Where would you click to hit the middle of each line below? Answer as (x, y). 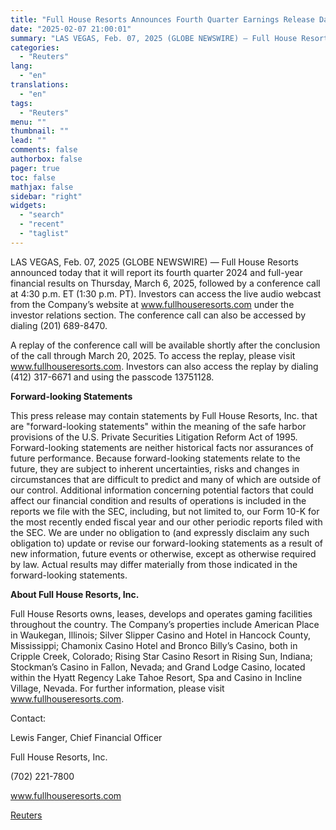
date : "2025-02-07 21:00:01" (71, 29)
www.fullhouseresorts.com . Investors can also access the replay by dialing (164, 366)
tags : (21, 103)
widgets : (28, 206)
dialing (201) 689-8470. (59, 325)
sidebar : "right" (46, 196)
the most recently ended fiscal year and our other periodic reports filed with (166, 522)
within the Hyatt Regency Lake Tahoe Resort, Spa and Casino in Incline (156, 677)
